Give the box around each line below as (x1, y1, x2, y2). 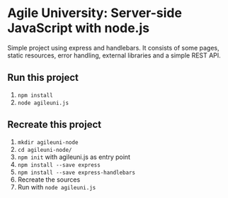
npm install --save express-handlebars (17, 169, 136, 176)
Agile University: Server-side (7, 5, 183, 21)
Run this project (7, 72, 79, 84)
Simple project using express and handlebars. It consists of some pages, (7, 43, 220, 52)
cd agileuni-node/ (17, 146, 72, 153)
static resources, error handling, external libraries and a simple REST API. (7, 51, 221, 60)
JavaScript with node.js (7, 20, 150, 36)
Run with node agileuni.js (17, 182, 96, 191)
